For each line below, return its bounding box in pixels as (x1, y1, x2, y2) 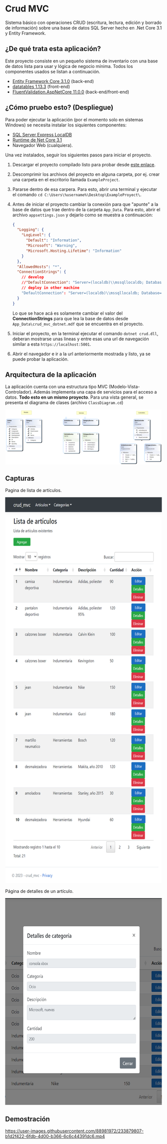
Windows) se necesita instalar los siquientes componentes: (5, 122, 127, 128)
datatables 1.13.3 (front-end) (12, 83, 71, 89)
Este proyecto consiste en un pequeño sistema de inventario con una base (5, 58, 158, 64)
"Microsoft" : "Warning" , (25, 243, 78, 248)
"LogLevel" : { (21, 233, 51, 238)
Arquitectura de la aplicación (5, 370, 97, 379)
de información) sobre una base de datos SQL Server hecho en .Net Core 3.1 (5, 24, 162, 30)
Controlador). (5, 389, 33, 395)
